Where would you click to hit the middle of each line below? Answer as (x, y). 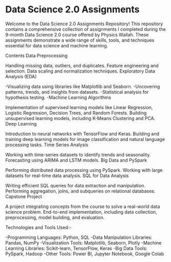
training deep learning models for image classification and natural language (85, 139)
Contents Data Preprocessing (36, 56)
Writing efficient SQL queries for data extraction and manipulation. (75, 185)
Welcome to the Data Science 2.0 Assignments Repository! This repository (84, 24)
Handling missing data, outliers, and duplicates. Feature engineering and (82, 65)
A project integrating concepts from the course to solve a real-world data (83, 206)
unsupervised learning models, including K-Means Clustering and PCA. (80, 118)
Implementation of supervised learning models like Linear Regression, (79, 107)
